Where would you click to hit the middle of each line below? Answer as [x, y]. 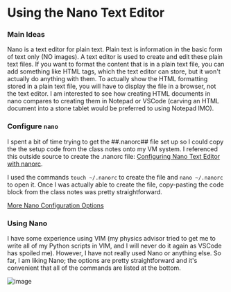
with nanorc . [25, 164]
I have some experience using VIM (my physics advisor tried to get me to [112, 239]
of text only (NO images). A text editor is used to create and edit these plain [115, 57]
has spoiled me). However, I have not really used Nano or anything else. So [114, 253]
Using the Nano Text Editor [86, 13]
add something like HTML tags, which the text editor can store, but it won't [114, 71]
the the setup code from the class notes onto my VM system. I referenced [113, 149]
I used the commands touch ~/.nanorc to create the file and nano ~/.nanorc [115, 177]
